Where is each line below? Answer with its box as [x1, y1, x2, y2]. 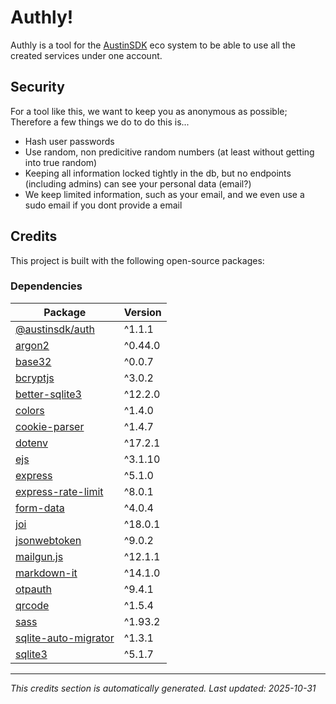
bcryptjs [15, 371, 55, 385]
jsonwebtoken [15, 533, 82, 547]
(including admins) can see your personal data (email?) [24, 177, 252, 190]
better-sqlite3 [15, 387, 82, 401]
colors [15, 403, 45, 417]
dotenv [15, 436, 49, 450]
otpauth [15, 582, 52, 596]
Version [123, 305, 162, 319]
